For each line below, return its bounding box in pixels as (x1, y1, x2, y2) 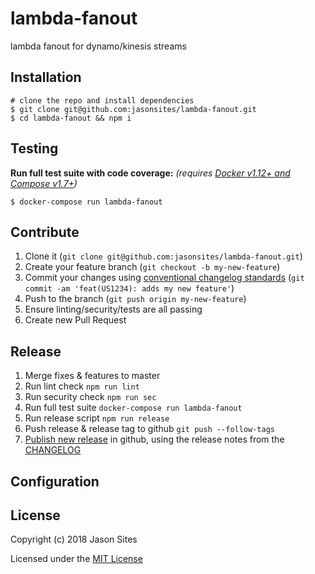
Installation (10, 69, 82, 86)
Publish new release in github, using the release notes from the (24, 433, 285, 446)
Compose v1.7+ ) (10, 177, 78, 189)
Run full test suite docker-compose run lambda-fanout (24, 402, 243, 414)
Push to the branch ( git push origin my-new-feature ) (24, 293, 247, 305)
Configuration (10, 473, 100, 490)
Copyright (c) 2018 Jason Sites (10, 533, 138, 546)
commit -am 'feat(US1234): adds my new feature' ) (24, 282, 235, 294)
